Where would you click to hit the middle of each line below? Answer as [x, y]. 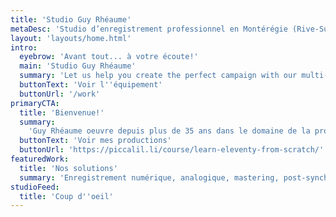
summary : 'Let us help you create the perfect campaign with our [158, 76]
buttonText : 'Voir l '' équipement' [91, 85]
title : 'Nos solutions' [68, 168]
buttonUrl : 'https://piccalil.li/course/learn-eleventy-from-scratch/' [172, 150]
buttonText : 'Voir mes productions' [95, 141]
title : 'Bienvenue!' [62, 112]
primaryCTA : [35, 103]
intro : [24, 47]
